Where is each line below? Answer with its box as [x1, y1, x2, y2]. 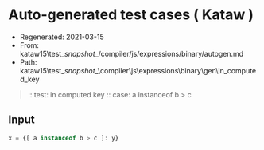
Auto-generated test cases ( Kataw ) [8, 6, 254, 24]
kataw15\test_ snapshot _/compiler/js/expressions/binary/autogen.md [19, 49, 244, 58]
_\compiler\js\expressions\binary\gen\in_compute [95, 65, 257, 75]
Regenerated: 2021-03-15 [19, 32, 105, 41]
